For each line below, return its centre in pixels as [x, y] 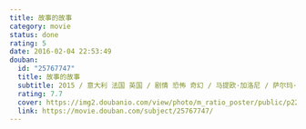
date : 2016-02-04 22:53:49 [61, 52]
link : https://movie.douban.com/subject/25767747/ [116, 111]
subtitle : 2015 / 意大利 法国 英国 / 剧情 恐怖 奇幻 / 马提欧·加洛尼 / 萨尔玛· [158, 85]
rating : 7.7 [41, 94]
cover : [30, 102]
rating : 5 [28, 43]
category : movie [40, 26]
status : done [34, 35]
